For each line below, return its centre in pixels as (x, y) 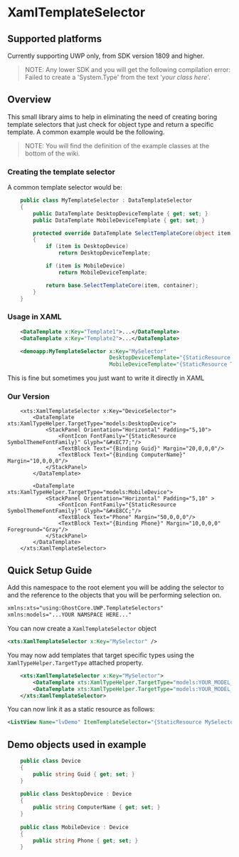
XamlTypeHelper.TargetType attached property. (75, 662)
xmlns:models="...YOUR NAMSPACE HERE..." (70, 615)
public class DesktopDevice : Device (76, 794)
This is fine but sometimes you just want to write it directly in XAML (106, 378)
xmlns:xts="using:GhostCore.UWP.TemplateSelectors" (85, 608)
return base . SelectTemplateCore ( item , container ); (122, 285)
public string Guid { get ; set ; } (84, 774)
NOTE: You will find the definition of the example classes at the (117, 145)
